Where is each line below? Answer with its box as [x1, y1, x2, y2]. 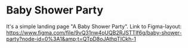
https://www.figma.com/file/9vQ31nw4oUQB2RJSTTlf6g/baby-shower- [6, 29, 182, 36]
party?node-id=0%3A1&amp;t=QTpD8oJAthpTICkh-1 [6, 35, 136, 42]
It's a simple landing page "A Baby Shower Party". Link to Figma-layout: [6, 23, 182, 30]
